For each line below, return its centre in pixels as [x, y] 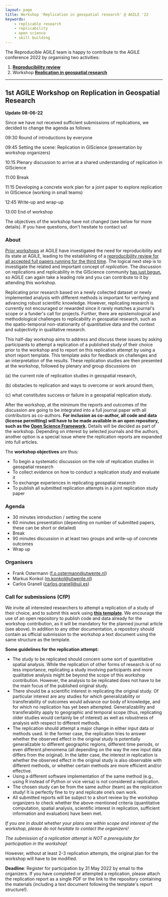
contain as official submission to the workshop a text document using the [80, 634]
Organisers [19, 562]
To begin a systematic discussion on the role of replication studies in [83, 461]
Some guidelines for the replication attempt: [52, 649]
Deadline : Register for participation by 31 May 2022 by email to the [74, 868]
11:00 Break [17, 177]
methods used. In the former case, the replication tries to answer [79, 733]
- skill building [32, 38]
